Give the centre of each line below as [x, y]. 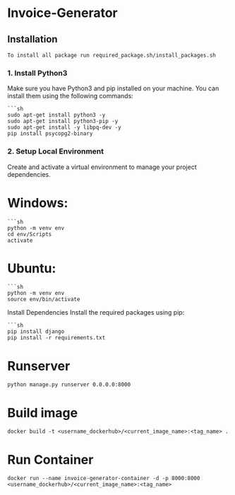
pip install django [36, 332]
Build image [43, 413]
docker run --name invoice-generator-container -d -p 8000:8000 [104, 479]
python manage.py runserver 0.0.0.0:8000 [69, 385]
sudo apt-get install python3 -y [56, 115]
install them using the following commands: [71, 96]
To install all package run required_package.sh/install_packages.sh [112, 55]
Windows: [38, 203]
